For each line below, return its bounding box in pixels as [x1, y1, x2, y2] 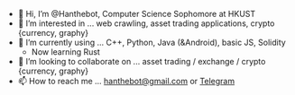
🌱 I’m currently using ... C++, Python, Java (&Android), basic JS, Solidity [17, 37, 286, 47]
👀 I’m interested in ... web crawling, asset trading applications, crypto [17, 18, 275, 29]
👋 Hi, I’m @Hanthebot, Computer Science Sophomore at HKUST [17, 9, 256, 19]
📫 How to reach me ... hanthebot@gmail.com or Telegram [17, 76, 235, 86]
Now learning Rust [31, 47, 101, 57]
